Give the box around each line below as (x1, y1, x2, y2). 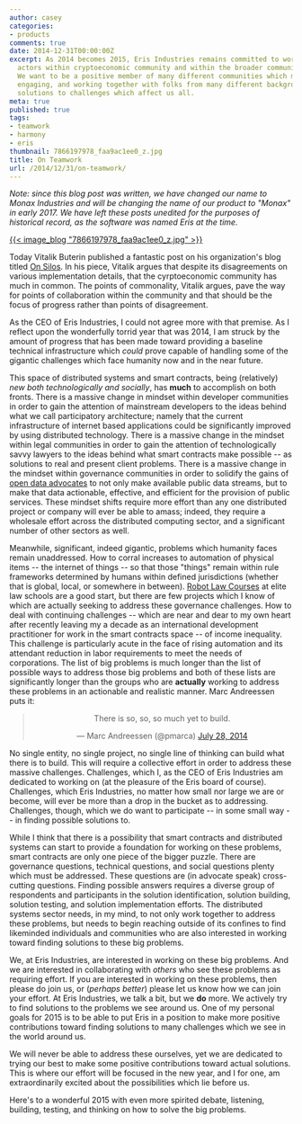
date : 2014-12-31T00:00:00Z (9, 47, 115, 56)
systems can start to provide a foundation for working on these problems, (9, 842, 282, 852)
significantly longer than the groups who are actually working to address (9, 676, 280, 688)
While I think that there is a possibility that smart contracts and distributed (9, 833, 283, 843)
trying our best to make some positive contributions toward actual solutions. (9, 1058, 291, 1069)
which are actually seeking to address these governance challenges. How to (9, 600, 292, 611)
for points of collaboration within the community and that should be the (9, 290, 272, 301)
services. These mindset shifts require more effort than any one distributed (9, 496, 288, 508)
